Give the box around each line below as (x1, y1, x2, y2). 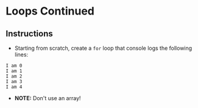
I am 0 (5, 62, 23, 69)
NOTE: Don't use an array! (14, 95, 81, 101)
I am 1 (5, 68, 23, 74)
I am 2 (5, 73, 23, 79)
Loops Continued (5, 4, 95, 18)
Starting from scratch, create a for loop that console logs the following (14, 44, 193, 52)
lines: (14, 51, 29, 58)
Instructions (5, 29, 53, 39)
